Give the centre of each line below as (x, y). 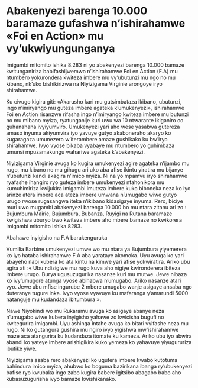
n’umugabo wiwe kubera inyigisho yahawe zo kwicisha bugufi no (85, 317)
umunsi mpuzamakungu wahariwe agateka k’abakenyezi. (75, 151)
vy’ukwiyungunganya (61, 49)
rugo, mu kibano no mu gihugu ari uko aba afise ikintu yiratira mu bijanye (95, 169)
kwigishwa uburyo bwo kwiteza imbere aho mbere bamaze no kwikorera (94, 219)
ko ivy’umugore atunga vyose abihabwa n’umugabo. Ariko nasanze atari (94, 280)
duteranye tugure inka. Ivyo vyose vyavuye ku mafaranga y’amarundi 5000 (97, 293)
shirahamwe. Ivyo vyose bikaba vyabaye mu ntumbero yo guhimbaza (90, 145)
